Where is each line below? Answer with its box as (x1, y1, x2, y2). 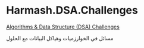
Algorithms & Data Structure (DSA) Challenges (6, 23, 120, 30)
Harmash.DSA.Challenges (6, 4, 138, 17)
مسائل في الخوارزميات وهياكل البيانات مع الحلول (6, 34, 114, 41)
